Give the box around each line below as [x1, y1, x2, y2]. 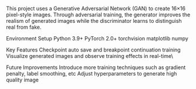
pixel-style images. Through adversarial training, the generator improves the [6, 11, 191, 18]
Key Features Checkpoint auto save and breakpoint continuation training [6, 46, 181, 53]
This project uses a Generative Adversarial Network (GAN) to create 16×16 [6, 5, 186, 12]
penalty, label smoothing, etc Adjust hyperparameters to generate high [6, 70, 177, 77]
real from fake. [6, 23, 42, 30]
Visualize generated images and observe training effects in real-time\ [6, 53, 173, 59]
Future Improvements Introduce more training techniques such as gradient [6, 64, 186, 71]
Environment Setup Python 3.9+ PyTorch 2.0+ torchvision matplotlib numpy [6, 35, 189, 42]
